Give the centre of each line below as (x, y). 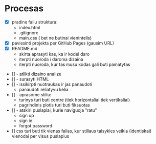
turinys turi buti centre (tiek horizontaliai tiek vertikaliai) (74, 100)
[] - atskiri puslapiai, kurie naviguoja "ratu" (54, 110)
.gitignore (29, 33)
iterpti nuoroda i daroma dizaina (51, 60)
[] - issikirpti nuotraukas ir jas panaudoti (52, 84)
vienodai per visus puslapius (40, 136)
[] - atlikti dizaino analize (36, 74)
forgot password (35, 126)
